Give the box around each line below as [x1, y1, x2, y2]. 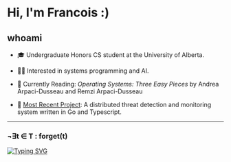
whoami [7, 32, 43, 44]
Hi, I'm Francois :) [7, 5, 110, 21]
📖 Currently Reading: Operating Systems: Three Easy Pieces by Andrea [16, 80, 219, 88]
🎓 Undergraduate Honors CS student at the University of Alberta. [16, 51, 205, 59]
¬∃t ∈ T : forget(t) [7, 131, 68, 141]
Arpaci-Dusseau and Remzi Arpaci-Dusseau [16, 87, 143, 95]
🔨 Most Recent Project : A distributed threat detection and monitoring [16, 101, 212, 108]
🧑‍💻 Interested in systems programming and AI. [16, 67, 149, 75]
